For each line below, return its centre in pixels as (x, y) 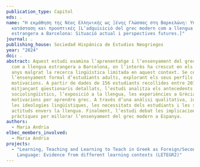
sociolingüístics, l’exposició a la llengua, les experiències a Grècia (104, 94)
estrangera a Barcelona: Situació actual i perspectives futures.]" (98, 34)
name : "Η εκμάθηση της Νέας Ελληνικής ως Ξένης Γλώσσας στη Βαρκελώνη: (97, 23)
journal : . (20, 39)
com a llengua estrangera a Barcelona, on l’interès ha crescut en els (102, 67)
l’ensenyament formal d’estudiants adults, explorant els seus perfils (102, 78)
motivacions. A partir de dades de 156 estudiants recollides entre (98, 83)
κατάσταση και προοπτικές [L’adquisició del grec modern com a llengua (102, 28)
